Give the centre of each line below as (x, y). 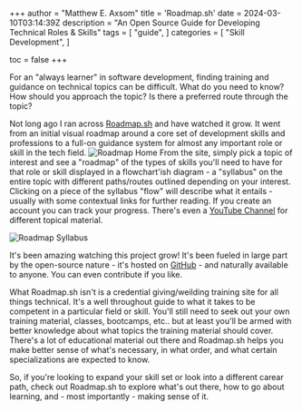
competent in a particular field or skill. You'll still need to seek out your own (150, 311)
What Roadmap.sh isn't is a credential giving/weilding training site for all (144, 292)
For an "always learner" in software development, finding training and (139, 77)
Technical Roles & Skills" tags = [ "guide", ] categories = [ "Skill (127, 32)
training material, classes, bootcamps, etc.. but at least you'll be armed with (151, 321)
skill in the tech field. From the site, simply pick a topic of (151, 152)
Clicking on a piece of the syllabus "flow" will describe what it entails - (141, 191)
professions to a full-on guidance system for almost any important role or (146, 143)
